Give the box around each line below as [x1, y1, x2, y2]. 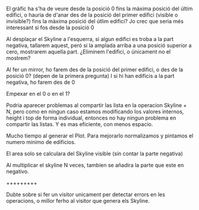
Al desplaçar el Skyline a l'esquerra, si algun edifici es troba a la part [6, 36, 174, 42]
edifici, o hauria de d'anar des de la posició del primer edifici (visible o [6, 11, 178, 18]
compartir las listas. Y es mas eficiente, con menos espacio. [6, 121, 153, 127]
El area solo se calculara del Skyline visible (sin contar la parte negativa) [6, 150, 183, 157]
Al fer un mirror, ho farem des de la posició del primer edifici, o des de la [6, 66, 184, 73]
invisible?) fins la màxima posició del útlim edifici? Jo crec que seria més [6, 18, 184, 24]
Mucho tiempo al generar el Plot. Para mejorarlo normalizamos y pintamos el [6, 132, 194, 139]
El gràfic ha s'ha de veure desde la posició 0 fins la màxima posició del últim [6, 5, 193, 12]
